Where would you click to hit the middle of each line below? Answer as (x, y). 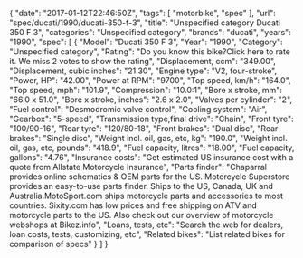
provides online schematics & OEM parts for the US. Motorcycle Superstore (150, 177)
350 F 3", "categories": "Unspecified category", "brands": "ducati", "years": (150, 32)
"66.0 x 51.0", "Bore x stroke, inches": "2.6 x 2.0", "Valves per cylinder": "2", (151, 100)
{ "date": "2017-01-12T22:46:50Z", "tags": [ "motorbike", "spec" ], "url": (142, 13)
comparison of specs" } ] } (59, 244)
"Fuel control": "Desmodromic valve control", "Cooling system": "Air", (138, 109)
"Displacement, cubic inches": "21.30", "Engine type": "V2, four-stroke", (143, 71)
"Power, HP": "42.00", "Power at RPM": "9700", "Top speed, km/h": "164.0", (150, 80)
